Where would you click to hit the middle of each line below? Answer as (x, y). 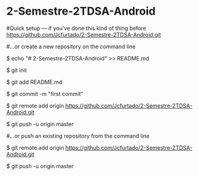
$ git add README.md (34, 82)
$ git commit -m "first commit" (45, 94)
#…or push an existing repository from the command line (78, 136)
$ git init (17, 70)
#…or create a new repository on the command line (71, 46)
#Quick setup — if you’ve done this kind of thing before (76, 28)
